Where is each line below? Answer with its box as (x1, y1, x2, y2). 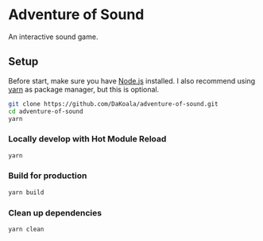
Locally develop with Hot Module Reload (8, 134, 167, 145)
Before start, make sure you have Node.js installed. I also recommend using (8, 76, 256, 85)
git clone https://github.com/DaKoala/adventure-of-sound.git (8, 99, 219, 108)
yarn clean (8, 225, 44, 234)
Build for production (8, 170, 87, 181)
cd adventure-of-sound (8, 107, 83, 115)
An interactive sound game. (8, 32, 99, 41)
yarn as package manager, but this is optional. (8, 84, 160, 94)
